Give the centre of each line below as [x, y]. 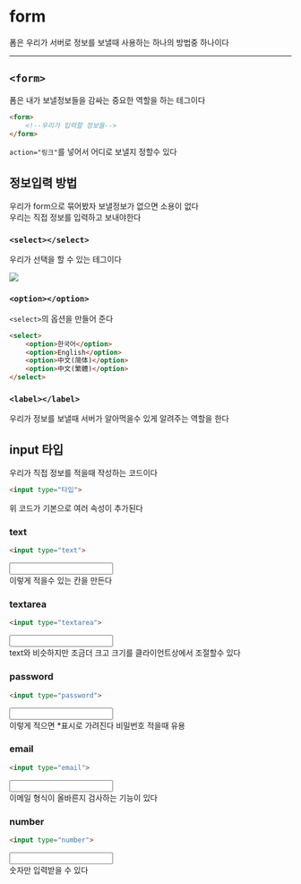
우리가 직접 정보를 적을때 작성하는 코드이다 [84, 473]
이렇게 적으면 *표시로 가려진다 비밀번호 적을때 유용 [97, 725]
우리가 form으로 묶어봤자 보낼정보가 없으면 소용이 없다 [104, 206]
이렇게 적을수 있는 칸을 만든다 [61, 581]
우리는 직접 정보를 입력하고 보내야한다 [75, 218]
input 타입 [37, 450]
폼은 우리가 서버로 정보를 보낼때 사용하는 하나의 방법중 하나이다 [120, 42]
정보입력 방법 [43, 182]
